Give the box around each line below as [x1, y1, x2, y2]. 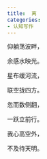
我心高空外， [7, 130, 43, 138]
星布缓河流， [7, 71, 43, 79]
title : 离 [7, 10, 37, 17]
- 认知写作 [7, 23, 34, 29]
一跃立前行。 [7, 115, 43, 123]
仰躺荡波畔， [7, 42, 43, 51]
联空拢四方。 [7, 86, 43, 95]
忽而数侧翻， [7, 101, 43, 109]
